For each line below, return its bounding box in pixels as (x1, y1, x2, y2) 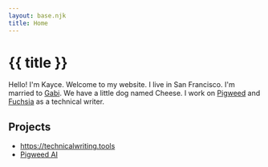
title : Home (8, 19, 48, 27)
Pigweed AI (19, 149, 59, 160)
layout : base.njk (8, 11, 67, 20)
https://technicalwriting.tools (19, 141, 116, 151)
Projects (8, 120, 51, 133)
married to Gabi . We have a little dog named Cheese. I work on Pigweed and (8, 89, 261, 98)
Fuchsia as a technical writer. (8, 97, 105, 106)
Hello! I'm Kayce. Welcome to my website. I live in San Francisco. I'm (8, 80, 235, 89)
